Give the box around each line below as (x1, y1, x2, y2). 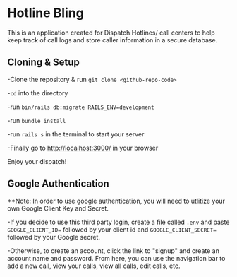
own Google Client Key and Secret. (7, 204, 109, 213)
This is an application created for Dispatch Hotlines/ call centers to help (7, 28, 215, 37)
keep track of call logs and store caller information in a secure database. (7, 35, 218, 44)
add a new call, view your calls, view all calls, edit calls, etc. (7, 261, 181, 270)
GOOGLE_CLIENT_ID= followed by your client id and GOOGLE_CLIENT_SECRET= (7, 225, 217, 234)
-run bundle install (7, 116, 66, 124)
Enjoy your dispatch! (7, 157, 67, 165)
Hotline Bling (7, 5, 85, 21)
